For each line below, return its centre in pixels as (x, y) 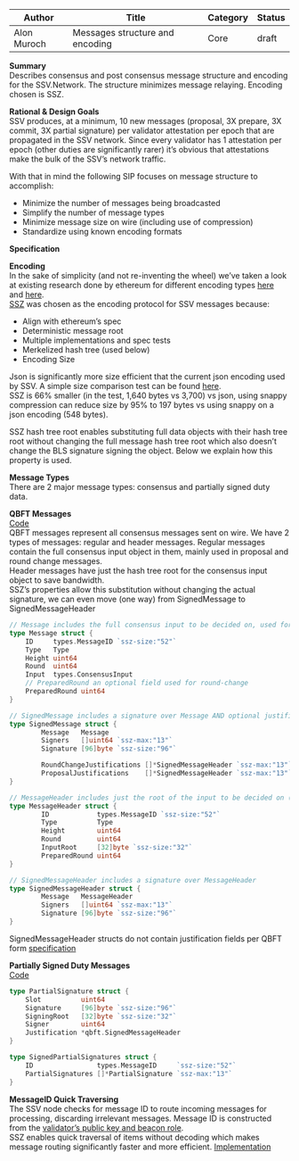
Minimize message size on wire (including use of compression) (137, 222)
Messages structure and (123, 33)
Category (228, 17)
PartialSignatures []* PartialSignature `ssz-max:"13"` (129, 1074)
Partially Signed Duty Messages (70, 965)
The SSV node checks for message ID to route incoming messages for (138, 1108)
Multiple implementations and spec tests (96, 340)
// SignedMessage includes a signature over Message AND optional (135, 716)
